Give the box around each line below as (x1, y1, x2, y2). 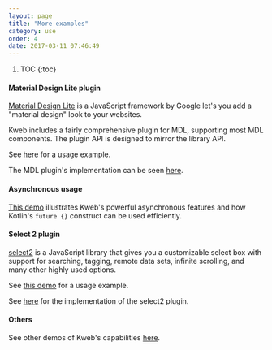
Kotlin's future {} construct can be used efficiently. (8, 210, 183, 220)
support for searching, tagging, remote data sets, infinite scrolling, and (8, 256, 245, 266)
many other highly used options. (8, 265, 116, 274)
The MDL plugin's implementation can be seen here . (8, 166, 184, 175)
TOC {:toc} (19, 64, 57, 74)
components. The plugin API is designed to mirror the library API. (8, 134, 226, 144)
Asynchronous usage (8, 184, 83, 193)
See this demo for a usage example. (8, 280, 129, 290)
